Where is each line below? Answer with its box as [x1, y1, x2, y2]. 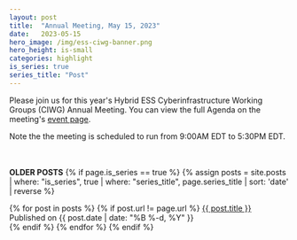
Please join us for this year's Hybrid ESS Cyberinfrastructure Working [9, 95, 263, 105]
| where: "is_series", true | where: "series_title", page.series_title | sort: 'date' [9, 176, 289, 187]
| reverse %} [9, 185, 55, 196]
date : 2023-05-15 [9, 29, 82, 38]
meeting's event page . [9, 113, 91, 124]
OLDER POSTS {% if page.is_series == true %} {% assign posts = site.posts [9, 166, 286, 177]
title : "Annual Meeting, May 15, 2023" [9, 21, 161, 30]
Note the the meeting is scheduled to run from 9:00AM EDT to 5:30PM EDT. [9, 130, 286, 142]
